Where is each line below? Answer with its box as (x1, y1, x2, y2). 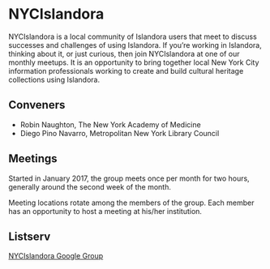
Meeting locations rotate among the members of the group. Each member (8, 198, 255, 207)
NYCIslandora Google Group (8, 251, 104, 261)
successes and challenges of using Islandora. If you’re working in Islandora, (8, 40, 262, 49)
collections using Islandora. (8, 75, 100, 84)
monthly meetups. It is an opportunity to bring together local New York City (8, 58, 259, 67)
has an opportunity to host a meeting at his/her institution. (8, 206, 203, 216)
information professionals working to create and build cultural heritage (8, 66, 244, 75)
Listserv (8, 229, 51, 243)
